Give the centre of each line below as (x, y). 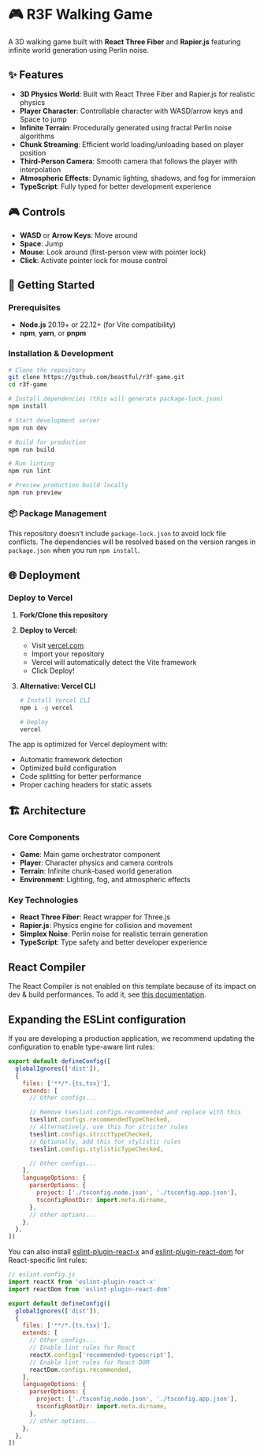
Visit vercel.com (58, 645)
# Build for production (47, 442)
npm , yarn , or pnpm (53, 333)
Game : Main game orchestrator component (90, 855)
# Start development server (54, 420)
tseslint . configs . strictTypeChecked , (91, 1134)
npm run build (32, 449)
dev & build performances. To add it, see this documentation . (107, 994)
